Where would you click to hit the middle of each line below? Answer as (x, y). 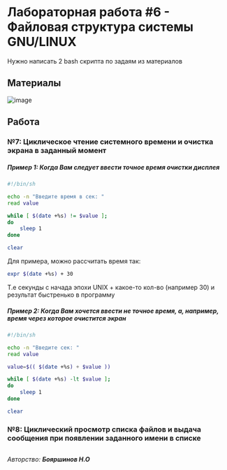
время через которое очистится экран (67, 318)
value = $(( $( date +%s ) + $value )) (59, 367)
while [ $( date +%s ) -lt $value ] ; (59, 379)
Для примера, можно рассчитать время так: (74, 261)
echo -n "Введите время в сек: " (56, 196)
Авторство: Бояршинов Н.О (49, 460)
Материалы (34, 83)
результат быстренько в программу (61, 295)
